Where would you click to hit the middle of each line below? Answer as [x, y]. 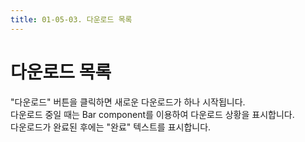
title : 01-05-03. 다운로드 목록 [71, 19]
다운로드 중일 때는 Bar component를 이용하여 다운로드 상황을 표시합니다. [152, 114]
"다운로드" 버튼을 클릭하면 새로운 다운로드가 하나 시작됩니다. [128, 102]
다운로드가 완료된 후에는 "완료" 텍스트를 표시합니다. [111, 127]
